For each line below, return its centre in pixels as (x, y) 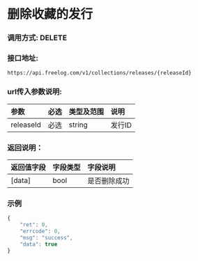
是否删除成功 (109, 181)
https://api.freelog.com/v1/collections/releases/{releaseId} (99, 73)
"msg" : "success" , (46, 237)
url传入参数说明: (35, 92)
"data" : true (39, 244)
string (78, 125)
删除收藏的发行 (50, 14)
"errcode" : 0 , (40, 231)
